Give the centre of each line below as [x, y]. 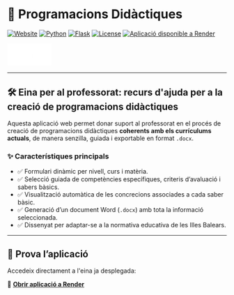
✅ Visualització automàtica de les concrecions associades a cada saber [120, 195]
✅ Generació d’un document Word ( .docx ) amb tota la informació [110, 210]
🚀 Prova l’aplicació [48, 254]
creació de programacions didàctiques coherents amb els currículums [109, 131]
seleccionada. [37, 218]
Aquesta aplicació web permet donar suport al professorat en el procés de [114, 123]
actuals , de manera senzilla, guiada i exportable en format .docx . [100, 138]
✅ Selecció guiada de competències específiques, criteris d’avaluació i [119, 179]
